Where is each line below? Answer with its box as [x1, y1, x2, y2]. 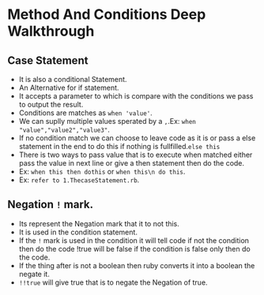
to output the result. [18, 100, 84, 109]
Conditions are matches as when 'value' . [18, 108, 153, 118]
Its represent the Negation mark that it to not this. [18, 218, 179, 228]
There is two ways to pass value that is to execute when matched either [18, 150, 253, 159]
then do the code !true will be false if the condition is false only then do [18, 244, 251, 253]
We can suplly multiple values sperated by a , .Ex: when [18, 117, 197, 125]
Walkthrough [7, 22, 95, 40]
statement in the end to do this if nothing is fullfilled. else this [18, 142, 221, 151]
